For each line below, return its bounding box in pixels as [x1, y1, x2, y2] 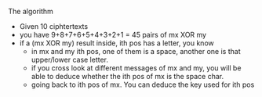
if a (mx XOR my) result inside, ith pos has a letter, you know [19, 38, 214, 48]
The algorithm [8, 7, 53, 16]
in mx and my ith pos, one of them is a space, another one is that [31, 47, 241, 56]
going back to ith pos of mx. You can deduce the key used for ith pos [31, 80, 255, 89]
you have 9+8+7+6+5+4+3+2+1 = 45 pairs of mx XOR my [19, 31, 206, 39]
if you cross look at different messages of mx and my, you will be [31, 63, 242, 73]
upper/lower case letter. [31, 55, 108, 64]
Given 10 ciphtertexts [19, 22, 89, 31]
